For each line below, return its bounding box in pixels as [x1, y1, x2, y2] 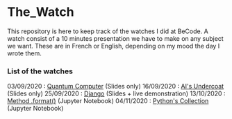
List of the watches [7, 66, 73, 76]
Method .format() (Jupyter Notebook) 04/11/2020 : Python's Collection [7, 97, 209, 105]
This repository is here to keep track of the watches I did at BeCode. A [7, 27, 208, 35]
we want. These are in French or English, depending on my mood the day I [7, 42, 220, 50]
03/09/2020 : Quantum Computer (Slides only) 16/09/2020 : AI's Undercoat [7, 82, 224, 91]
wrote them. [7, 49, 42, 57]
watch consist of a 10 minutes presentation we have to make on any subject [7, 34, 224, 42]
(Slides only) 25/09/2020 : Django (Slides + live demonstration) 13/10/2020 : [7, 89, 226, 98]
